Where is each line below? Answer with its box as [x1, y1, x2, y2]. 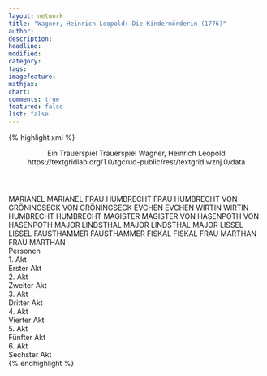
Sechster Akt [8, 350, 52, 359]
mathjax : [8, 80, 38, 88]
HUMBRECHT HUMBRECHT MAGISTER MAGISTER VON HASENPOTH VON [8, 212, 260, 221]
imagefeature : [8, 72, 57, 81]
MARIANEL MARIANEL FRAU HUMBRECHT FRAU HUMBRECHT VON [8, 195, 238, 203]
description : [8, 34, 53, 43]
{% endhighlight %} [8, 359, 75, 368]
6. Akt [8, 341, 28, 351]
